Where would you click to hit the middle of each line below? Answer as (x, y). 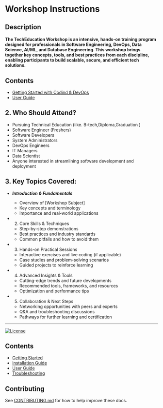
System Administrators (35, 140)
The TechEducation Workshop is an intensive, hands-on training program (81, 40)
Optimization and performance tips (54, 291)
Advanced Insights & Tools (46, 275)
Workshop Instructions (53, 9)
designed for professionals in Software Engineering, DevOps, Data (73, 44)
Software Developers (33, 135)
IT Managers (25, 150)
